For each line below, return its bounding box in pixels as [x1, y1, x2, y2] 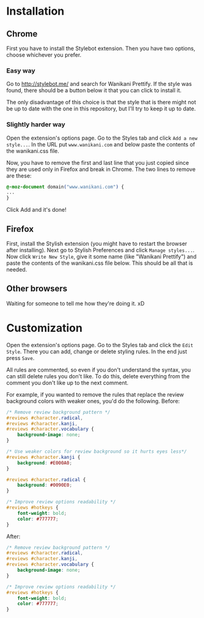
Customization [6, 322, 82, 335]
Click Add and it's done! [6, 206, 67, 214]
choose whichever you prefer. [6, 51, 82, 59]
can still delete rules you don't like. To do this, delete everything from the [6, 372, 190, 379]
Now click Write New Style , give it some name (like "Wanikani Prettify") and [6, 253, 197, 260]
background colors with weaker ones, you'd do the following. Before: [6, 397, 180, 404]
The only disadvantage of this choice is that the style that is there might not [6, 99, 197, 106]
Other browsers [6, 284, 68, 294]
